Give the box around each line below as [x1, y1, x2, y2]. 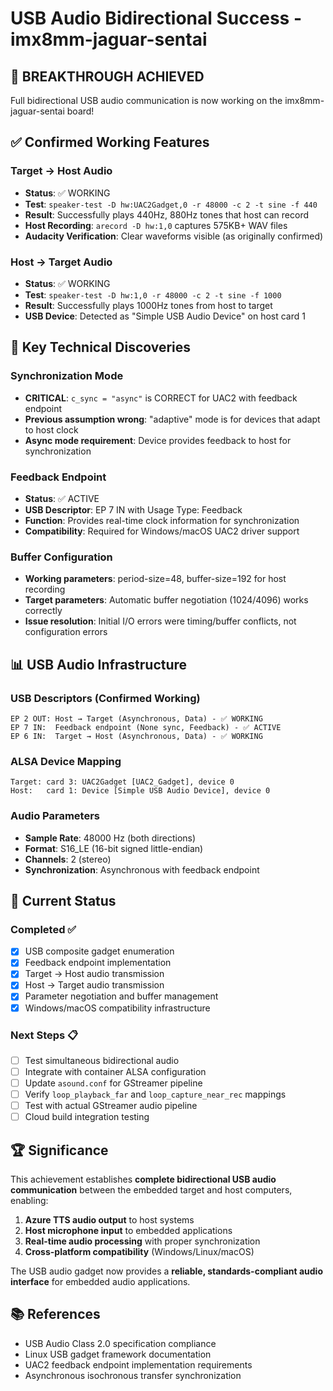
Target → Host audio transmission [24, 968, 165, 980]
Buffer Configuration [10, 550, 113, 564]
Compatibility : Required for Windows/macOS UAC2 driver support [24, 525, 300, 537]
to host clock [24, 423, 79, 436]
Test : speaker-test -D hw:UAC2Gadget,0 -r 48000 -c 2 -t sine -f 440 [24, 198, 318, 210]
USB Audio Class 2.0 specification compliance [24, 1337, 217, 1349]
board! [66, 105, 95, 117]
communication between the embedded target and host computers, [10, 1184, 293, 1196]
